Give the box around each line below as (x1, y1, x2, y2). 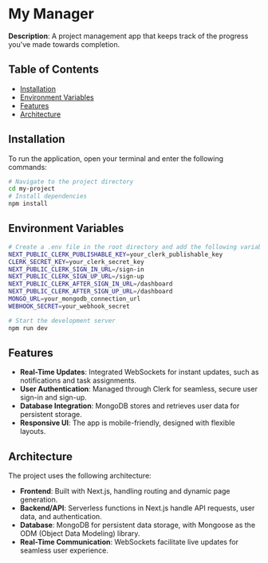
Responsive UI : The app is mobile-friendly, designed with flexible (19, 418, 235, 427)
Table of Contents (8, 63, 100, 77)
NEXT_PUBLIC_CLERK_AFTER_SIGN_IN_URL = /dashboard (8, 280, 173, 288)
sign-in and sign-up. (19, 392, 88, 403)
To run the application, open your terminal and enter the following (8, 153, 224, 163)
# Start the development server (8, 317, 116, 325)
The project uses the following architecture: (8, 471, 152, 481)
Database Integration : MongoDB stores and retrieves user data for (19, 401, 240, 411)
